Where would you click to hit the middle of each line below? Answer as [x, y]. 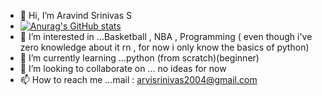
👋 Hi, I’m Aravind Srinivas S [76, 15]
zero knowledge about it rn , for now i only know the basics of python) [164, 47]
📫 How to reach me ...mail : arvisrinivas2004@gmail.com [138, 79]
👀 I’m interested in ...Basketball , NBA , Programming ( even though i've [166, 36]
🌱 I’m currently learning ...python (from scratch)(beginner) [139, 58]
